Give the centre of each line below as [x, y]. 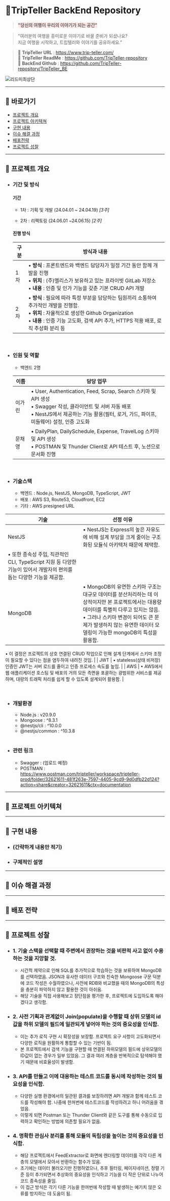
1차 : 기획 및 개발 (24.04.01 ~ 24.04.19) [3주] [65, 210]
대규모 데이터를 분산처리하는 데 [118, 595]
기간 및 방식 [26, 185]
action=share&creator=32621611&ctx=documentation [75, 784]
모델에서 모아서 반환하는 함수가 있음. [66, 1162]
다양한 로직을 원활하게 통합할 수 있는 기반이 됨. [66, 1043]
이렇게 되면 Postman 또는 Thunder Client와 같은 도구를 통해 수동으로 [89, 1115]
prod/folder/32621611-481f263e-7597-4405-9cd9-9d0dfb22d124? [90, 779]
